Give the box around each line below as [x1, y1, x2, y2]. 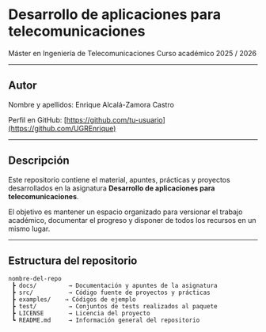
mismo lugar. [8, 224, 51, 233]
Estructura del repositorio [8, 254, 138, 267]
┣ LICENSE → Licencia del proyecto [11, 310, 150, 318]
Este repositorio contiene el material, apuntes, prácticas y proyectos [8, 175, 231, 184]
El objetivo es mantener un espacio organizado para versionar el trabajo [8, 207, 243, 217]
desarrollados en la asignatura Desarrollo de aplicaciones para [8, 183, 215, 193]
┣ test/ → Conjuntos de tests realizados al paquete [11, 303, 218, 311]
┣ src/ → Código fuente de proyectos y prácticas [11, 289, 211, 297]
